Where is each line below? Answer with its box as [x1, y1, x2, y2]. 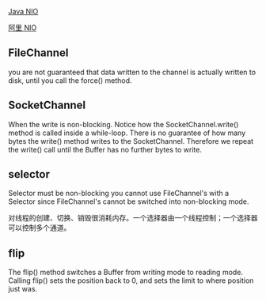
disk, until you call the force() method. [8, 75, 132, 85]
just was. [8, 284, 38, 294]
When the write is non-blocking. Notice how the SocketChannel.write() [8, 119, 239, 129]
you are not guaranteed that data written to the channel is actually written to [8, 67, 256, 77]
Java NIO [8, 7, 39, 16]
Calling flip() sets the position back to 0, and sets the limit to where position [8, 276, 254, 285]
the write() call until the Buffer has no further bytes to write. [8, 145, 202, 154]
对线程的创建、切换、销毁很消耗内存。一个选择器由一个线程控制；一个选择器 [8, 213, 258, 223]
